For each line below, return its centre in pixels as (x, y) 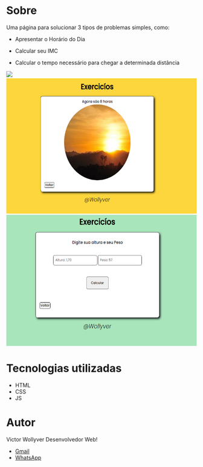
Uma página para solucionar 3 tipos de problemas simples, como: (88, 27)
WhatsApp (28, 457)
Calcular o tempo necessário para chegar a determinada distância (97, 62)
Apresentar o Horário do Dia (50, 39)
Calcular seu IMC (37, 51)
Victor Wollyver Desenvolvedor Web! (52, 439)
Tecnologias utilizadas (64, 368)
